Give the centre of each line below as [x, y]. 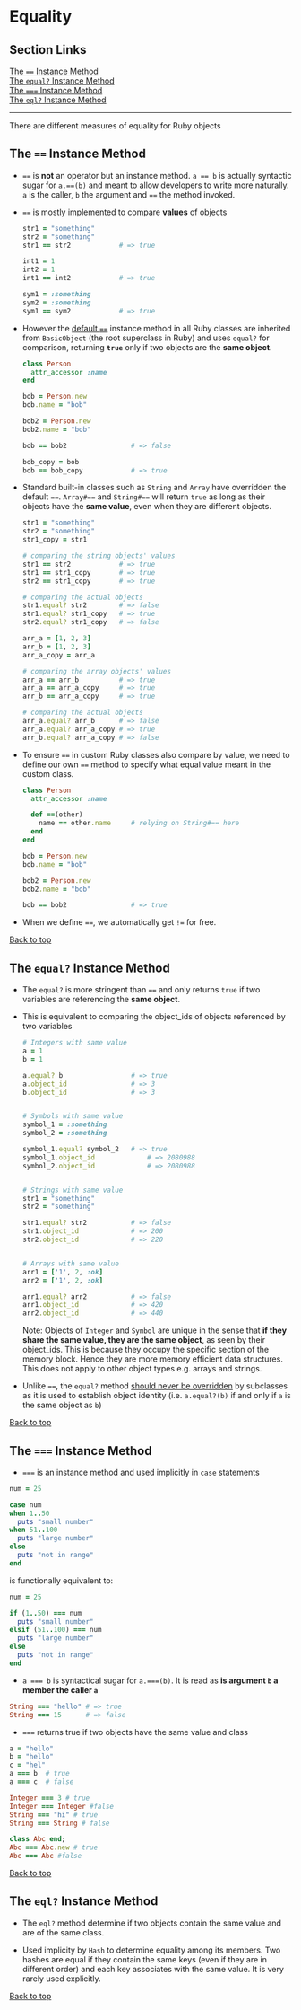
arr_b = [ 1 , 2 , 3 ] [56, 647]
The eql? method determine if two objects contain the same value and [152, 1923]
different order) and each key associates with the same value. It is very [153, 1969]
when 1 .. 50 [30, 1513]
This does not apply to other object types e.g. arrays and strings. [142, 1369]
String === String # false [60, 1823]
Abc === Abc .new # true [54, 1847]
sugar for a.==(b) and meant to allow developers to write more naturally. [155, 185]
